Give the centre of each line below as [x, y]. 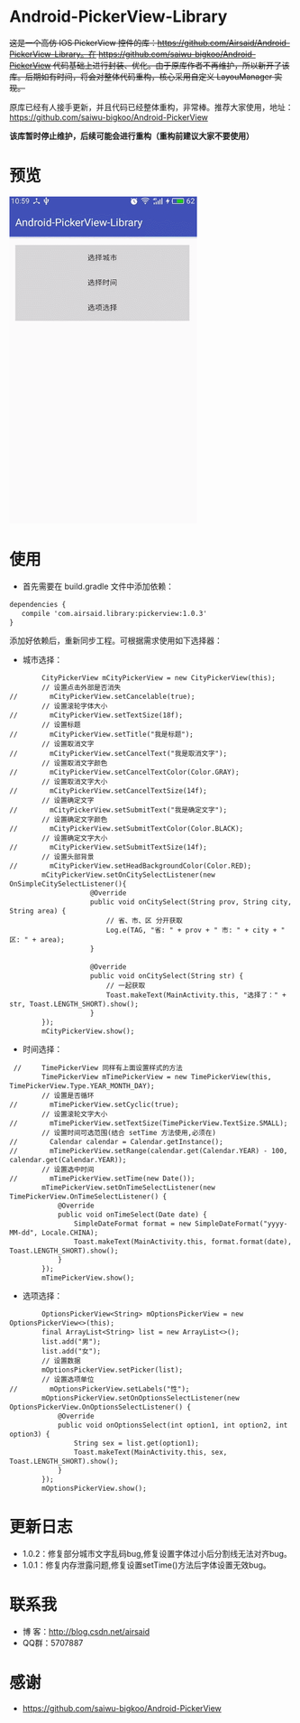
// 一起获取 [126, 985]
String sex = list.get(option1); [136, 1443]
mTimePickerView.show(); [88, 1278]
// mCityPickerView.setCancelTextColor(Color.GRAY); [125, 772]
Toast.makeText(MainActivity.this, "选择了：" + [196, 995]
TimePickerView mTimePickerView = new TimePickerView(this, [157, 1076]
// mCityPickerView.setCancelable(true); [102, 696]
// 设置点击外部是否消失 [82, 687]
